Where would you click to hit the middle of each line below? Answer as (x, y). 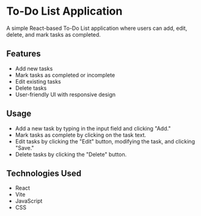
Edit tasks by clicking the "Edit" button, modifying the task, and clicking (105, 141)
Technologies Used (44, 173)
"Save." (25, 148)
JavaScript (29, 201)
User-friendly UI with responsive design (65, 94)
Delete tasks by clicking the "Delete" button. (71, 154)
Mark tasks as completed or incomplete (65, 75)
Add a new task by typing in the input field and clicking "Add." (93, 128)
